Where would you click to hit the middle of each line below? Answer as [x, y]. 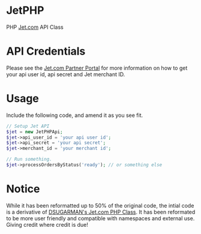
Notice [23, 189]
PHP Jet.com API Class [35, 27]
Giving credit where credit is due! [47, 224]
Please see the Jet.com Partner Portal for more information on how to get [97, 68]
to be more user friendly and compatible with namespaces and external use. [100, 218]
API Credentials [46, 51]
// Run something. [29, 160]
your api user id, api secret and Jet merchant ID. [66, 74]
